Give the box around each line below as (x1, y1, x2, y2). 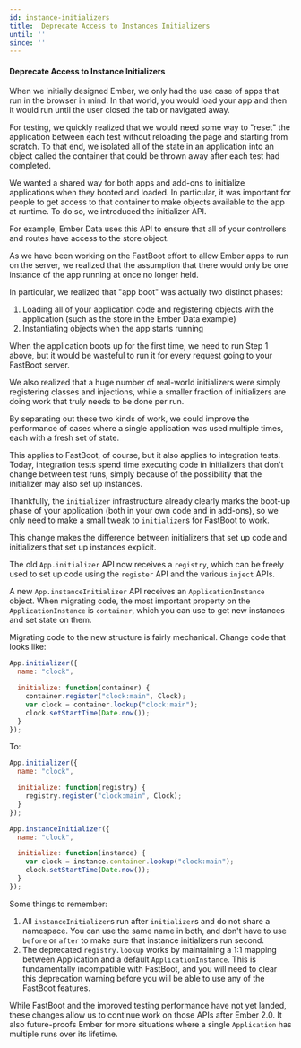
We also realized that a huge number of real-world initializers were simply (9, 377, 281, 388)
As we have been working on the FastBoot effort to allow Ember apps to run (9, 250, 289, 261)
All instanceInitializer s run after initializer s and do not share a (21, 915, 271, 926)
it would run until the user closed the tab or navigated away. (9, 105, 230, 116)
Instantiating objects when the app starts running (21, 324, 204, 334)
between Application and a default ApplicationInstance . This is (21, 954, 257, 965)
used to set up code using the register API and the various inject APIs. (9, 568, 276, 579)
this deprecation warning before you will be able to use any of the (21, 973, 265, 983)
